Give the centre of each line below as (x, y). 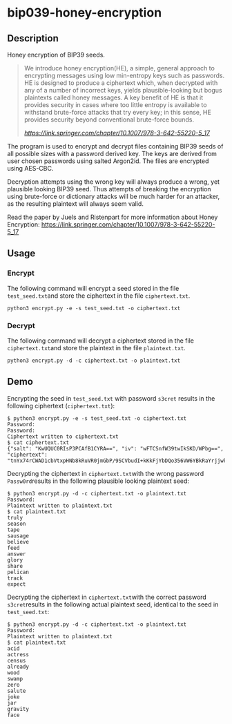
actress (18, 654)
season (17, 524)
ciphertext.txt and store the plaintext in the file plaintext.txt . (97, 347)
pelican (18, 572)
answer (17, 554)
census (17, 660)
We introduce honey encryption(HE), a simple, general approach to (119, 68)
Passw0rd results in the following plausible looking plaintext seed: (98, 481)
